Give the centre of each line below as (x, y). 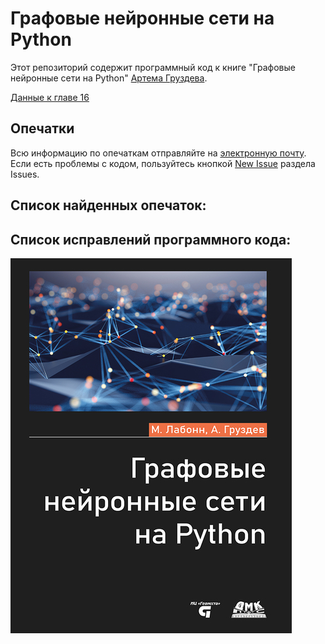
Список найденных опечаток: (108, 205)
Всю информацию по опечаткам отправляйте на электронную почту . (158, 153)
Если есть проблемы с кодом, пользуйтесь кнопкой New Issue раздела (163, 163)
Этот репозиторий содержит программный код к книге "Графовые (153, 67)
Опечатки (42, 128)
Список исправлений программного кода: (151, 239)
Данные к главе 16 (50, 97)
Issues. (25, 174)
